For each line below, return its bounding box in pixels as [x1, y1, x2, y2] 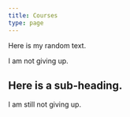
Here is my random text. [8, 40, 87, 50]
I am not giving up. [8, 56, 69, 66]
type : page [8, 19, 44, 27]
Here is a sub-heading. [8, 78, 123, 92]
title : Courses [8, 11, 58, 20]
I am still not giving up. [8, 100, 81, 109]
